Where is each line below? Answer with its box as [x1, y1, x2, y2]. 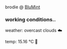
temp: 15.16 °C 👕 [5, 39, 38, 45]
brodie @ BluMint [5, 4, 40, 10]
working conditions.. [5, 16, 56, 23]
